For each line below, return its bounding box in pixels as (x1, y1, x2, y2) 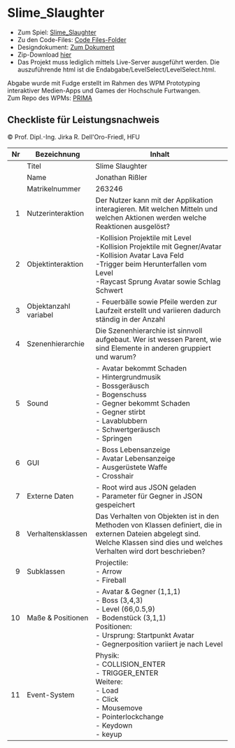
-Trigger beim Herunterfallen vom (95, 259, 207, 269)
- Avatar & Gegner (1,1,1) (95, 586, 180, 596)
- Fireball (95, 575, 127, 585)
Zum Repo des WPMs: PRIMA (7, 93, 92, 102)
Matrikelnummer (27, 183, 81, 193)
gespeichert (95, 499, 135, 509)
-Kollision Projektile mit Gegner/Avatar (95, 242, 222, 251)
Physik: (95, 650, 120, 660)
